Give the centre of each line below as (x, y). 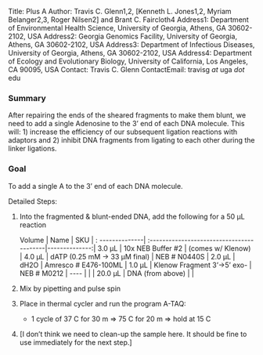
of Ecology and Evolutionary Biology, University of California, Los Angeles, (128, 61)
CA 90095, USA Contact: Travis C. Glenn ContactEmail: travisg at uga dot (126, 69)
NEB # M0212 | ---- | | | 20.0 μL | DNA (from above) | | (106, 273)
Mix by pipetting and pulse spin (70, 288)
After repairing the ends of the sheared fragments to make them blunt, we (127, 115)
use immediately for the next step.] (76, 342)
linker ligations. (32, 149)
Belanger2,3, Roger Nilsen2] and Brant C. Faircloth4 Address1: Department (128, 20)
